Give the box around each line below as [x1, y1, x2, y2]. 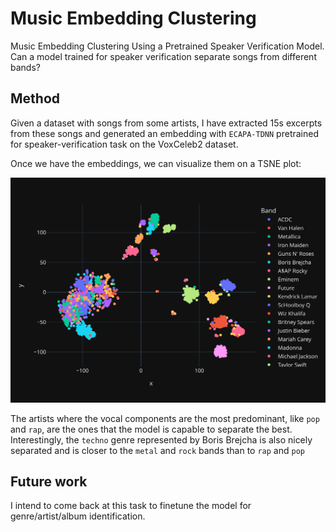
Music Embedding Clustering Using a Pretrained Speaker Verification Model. [10, 40, 325, 52]
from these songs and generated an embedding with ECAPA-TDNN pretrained [10, 127, 319, 139]
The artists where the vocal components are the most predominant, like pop [10, 412, 320, 424]
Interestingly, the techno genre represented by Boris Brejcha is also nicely [10, 433, 313, 446]
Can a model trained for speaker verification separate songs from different [10, 50, 317, 62]
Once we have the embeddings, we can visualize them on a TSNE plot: [10, 157, 302, 169]
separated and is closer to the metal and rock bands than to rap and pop [10, 444, 305, 456]
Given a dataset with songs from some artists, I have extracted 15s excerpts [10, 117, 323, 129]
